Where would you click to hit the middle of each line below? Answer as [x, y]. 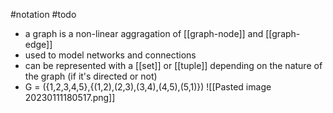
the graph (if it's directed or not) [91, 76]
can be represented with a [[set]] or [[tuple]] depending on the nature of [173, 65]
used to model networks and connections [110, 55]
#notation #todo [43, 14]
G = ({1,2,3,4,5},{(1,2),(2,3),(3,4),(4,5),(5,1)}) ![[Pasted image [148, 87]
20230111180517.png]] [70, 97]
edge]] [38, 44]
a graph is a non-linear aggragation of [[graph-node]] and [144, 33]
